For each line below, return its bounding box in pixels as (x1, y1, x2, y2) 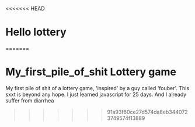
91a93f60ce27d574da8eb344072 (107, 108, 188, 115)
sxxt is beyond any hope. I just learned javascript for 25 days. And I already (5, 91, 187, 98)
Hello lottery (5, 26, 67, 39)
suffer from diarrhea (5, 97, 54, 104)
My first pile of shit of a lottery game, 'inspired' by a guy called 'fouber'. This (5, 84, 190, 91)
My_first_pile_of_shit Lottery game (5, 66, 176, 78)
